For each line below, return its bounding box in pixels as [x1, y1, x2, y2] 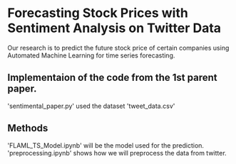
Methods [7, 122, 48, 134]
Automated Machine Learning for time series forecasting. [7, 51, 175, 60]
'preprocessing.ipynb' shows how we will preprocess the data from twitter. [7, 148, 227, 157]
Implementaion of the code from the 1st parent [7, 72, 217, 84]
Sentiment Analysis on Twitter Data [7, 20, 222, 36]
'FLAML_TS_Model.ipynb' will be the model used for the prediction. [7, 141, 205, 150]
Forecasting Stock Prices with [7, 5, 189, 21]
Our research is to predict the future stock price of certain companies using [7, 43, 230, 52]
